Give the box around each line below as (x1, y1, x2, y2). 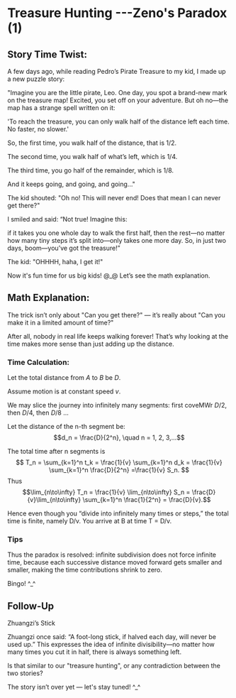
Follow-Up (7, 600, 55, 612)
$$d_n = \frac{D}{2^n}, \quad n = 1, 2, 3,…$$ (53, 433, 185, 442)
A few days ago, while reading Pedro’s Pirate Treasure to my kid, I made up (7, 67, 226, 75)
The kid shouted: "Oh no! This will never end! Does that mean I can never (7, 194, 221, 202)
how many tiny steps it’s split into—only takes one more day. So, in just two (7, 236, 227, 244)
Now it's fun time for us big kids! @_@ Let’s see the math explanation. (7, 271, 210, 280)
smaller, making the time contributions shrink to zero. (7, 566, 163, 574)
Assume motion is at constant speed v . (7, 387, 121, 396)
